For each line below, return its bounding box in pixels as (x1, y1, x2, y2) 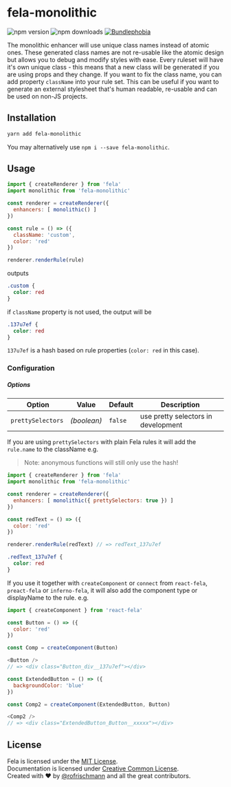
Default (109, 400, 134, 410)
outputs (7, 269, 29, 277)
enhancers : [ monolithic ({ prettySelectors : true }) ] (13, 497, 174, 504)
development (140, 420, 183, 430)
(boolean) (69, 416, 102, 426)
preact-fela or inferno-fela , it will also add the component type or (7, 586, 198, 594)
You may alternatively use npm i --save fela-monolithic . (7, 143, 170, 151)
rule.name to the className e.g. (7, 445, 98, 454)
